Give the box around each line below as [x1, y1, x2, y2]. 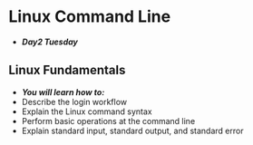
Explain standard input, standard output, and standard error [21, 125, 244, 136]
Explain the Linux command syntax [21, 106, 152, 117]
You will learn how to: [21, 86, 105, 97]
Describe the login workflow [21, 96, 128, 107]
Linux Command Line [8, 6, 171, 27]
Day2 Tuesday [21, 36, 79, 47]
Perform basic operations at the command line [21, 115, 196, 126]
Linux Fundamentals [8, 63, 126, 78]
